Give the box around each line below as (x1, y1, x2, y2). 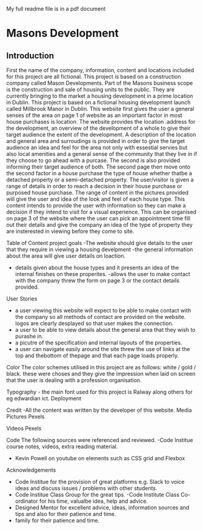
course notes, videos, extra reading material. (6, 443, 118, 450)
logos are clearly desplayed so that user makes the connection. (15, 320, 174, 327)
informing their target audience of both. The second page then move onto (6, 163, 191, 170)
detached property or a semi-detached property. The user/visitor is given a (6, 176, 194, 183)
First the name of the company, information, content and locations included (6, 67, 195, 73)
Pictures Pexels (6, 413, 45, 420)
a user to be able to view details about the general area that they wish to (15, 326, 196, 333)
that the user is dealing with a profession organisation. (6, 377, 142, 384)
